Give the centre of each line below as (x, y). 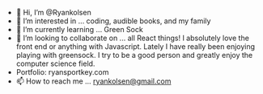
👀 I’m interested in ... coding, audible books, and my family (113, 21)
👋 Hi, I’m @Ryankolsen (53, 12)
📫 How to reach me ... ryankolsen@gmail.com (93, 81)
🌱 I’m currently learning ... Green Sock (79, 29)
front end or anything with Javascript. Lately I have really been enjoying (136, 47)
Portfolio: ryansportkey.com (62, 72)
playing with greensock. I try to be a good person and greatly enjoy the (134, 55)
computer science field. (55, 63)
